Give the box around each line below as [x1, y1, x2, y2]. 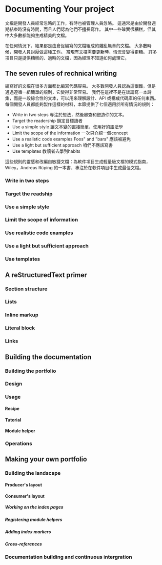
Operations [5, 440, 33, 447]
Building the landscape [5, 470, 61, 477]
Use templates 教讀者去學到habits [12, 148, 81, 154]
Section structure [5, 285, 48, 292]
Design [5, 381, 22, 387]
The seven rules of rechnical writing [5, 69, 117, 78]
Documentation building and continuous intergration [5, 553, 133, 560]
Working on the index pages [5, 504, 63, 510]
